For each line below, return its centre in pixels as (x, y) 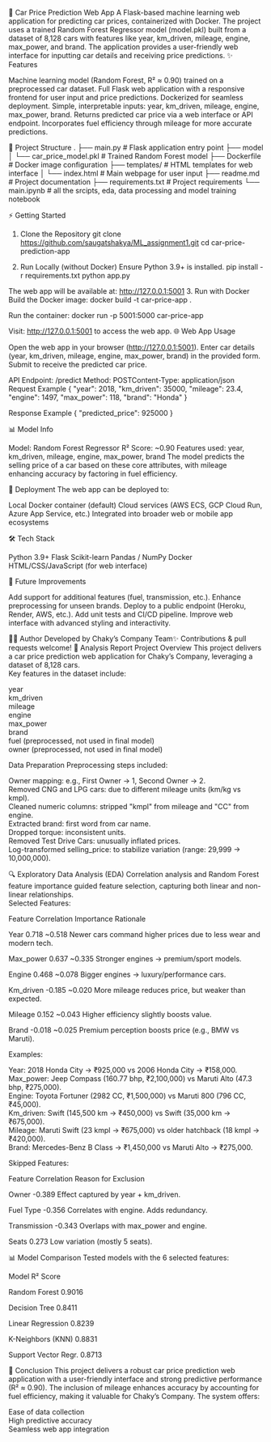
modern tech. (31, 943)
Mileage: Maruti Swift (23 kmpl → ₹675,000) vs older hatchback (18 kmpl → (134, 1130)
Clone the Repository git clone (70, 234)
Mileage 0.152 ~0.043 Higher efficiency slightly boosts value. (110, 1014)
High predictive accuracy (50, 1421)
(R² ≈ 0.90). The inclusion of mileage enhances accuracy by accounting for (134, 1387)
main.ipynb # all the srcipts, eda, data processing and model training (123, 191)
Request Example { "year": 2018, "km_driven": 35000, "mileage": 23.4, (126, 389)
